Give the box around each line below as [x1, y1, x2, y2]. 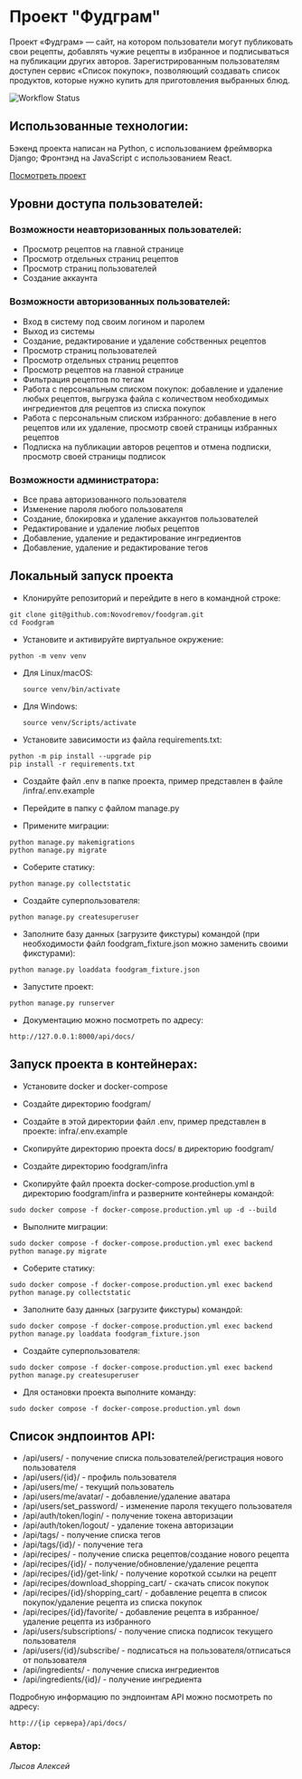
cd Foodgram [9, 618, 54, 627]
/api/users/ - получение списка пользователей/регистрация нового [22, 1453, 284, 1464]
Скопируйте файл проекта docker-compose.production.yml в [22, 1178, 255, 1189]
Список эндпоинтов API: [9, 1429, 156, 1445]
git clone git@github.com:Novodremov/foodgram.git [9, 610, 204, 619]
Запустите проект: [22, 981, 94, 991]
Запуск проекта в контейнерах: [9, 1057, 198, 1072]
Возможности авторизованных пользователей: [9, 295, 231, 308]
